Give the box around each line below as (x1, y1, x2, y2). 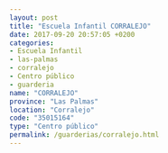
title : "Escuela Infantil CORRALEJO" (9, 22, 152, 31)
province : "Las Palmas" (9, 96, 99, 106)
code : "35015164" (9, 113, 75, 122)
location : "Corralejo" (9, 105, 95, 114)
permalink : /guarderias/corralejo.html (9, 130, 160, 139)
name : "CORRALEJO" (9, 88, 79, 97)
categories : (9, 38, 54, 48)
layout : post (9, 13, 59, 22)
